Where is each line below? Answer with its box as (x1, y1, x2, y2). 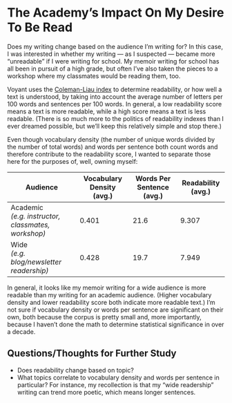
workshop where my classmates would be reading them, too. (7, 71, 181, 80)
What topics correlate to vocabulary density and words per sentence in (17, 373, 220, 382)
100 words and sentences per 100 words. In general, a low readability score (7, 100, 222, 108)
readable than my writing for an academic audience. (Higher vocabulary (7, 290, 212, 299)
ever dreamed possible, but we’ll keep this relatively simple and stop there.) (7, 122, 222, 130)
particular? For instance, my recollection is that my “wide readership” (17, 380, 214, 388)
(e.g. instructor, (10, 211, 61, 221)
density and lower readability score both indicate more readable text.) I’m (7, 298, 215, 306)
